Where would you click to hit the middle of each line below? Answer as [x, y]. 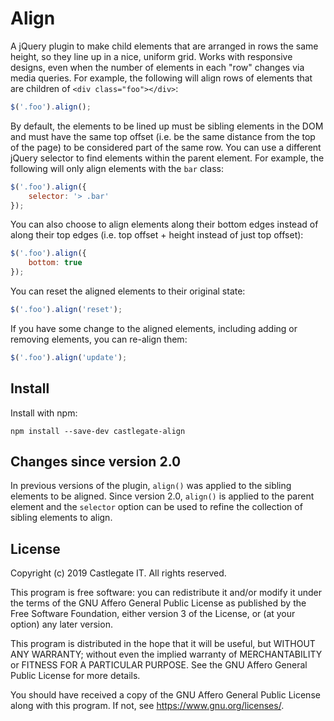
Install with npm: [44, 413]
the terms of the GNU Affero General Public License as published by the [158, 603]
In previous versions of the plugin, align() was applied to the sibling [151, 486]
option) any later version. [61, 624]
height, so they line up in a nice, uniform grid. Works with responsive [151, 56]
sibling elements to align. [61, 518]
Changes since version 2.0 [96, 462]
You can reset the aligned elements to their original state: [128, 291]
